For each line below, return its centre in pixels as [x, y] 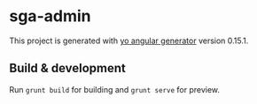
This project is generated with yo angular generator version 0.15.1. [129, 41]
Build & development [67, 68]
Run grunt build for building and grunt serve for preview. [114, 89]
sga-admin [50, 16]
